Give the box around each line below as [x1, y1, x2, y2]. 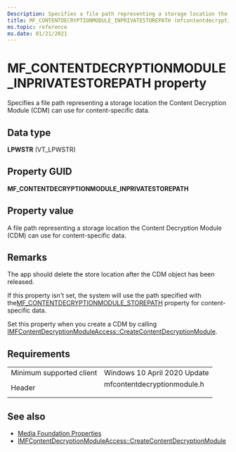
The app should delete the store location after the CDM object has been [7, 270, 216, 279]
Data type [7, 126, 51, 138]
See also [7, 410, 46, 422]
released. [7, 278, 34, 286]
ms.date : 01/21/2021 [7, 30, 68, 37]
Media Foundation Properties [17, 429, 102, 438]
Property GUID [7, 166, 72, 178]
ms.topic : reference [7, 23, 68, 30]
